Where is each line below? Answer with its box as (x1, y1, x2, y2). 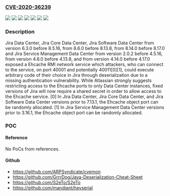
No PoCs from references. (5, 145, 60, 152)
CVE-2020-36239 (5, 4, 52, 11)
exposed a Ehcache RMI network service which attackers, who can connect (5, 61, 163, 67)
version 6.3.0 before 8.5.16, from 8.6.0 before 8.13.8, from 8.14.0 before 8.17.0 (5, 45, 165, 51)
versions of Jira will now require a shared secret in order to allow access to (5, 88, 162, 94)
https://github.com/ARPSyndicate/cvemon (12, 168, 101, 175)
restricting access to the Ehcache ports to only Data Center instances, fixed (5, 82, 163, 89)
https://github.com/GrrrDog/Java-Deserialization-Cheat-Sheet (12, 174, 143, 180)
